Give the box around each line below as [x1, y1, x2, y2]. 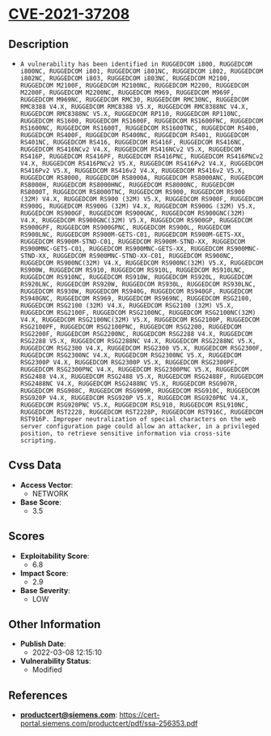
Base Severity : [19, 585, 70, 595]
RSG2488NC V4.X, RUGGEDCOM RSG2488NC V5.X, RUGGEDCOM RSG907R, [19, 380, 239, 388]
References [8, 688, 68, 702]
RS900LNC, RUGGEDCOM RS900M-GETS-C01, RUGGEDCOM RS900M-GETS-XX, [19, 230, 245, 239]
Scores [8, 529, 45, 544]
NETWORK [32, 489, 69, 498]
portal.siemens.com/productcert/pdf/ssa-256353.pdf [19, 719, 198, 729]
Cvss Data [8, 458, 62, 472]
